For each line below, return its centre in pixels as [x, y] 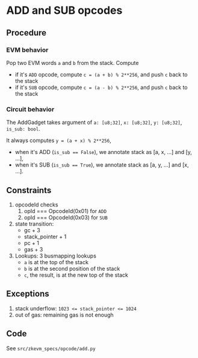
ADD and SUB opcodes [64, 11]
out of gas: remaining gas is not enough [64, 315]
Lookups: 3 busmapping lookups [55, 256]
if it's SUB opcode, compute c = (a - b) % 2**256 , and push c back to [101, 87]
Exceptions [28, 294]
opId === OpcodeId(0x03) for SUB [66, 217]
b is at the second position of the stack [72, 268]
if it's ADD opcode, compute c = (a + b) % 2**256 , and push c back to [101, 74]
